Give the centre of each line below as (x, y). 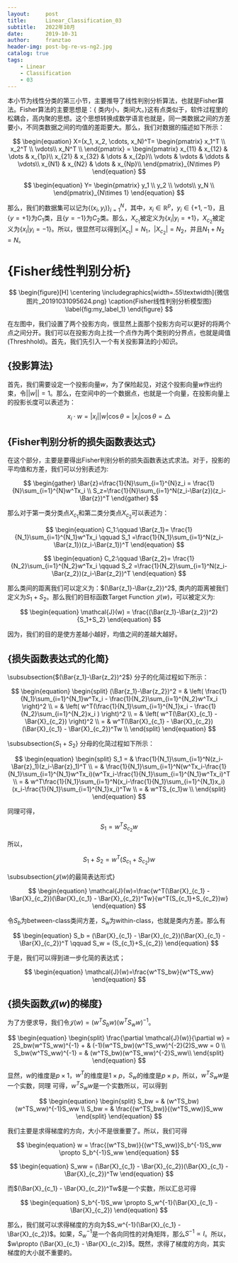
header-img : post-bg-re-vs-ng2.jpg (60, 47)
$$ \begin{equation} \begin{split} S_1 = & (74, 759)
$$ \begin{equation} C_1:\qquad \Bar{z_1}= (107, 529)
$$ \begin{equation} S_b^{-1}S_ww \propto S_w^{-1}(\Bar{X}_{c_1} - (119, 1202)
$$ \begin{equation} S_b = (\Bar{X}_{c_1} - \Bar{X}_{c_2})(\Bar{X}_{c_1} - (119, 936)
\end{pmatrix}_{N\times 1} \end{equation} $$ (119, 193)
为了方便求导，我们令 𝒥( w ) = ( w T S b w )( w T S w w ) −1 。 (81, 1023)
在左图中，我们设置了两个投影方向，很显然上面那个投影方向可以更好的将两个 (119, 324)
